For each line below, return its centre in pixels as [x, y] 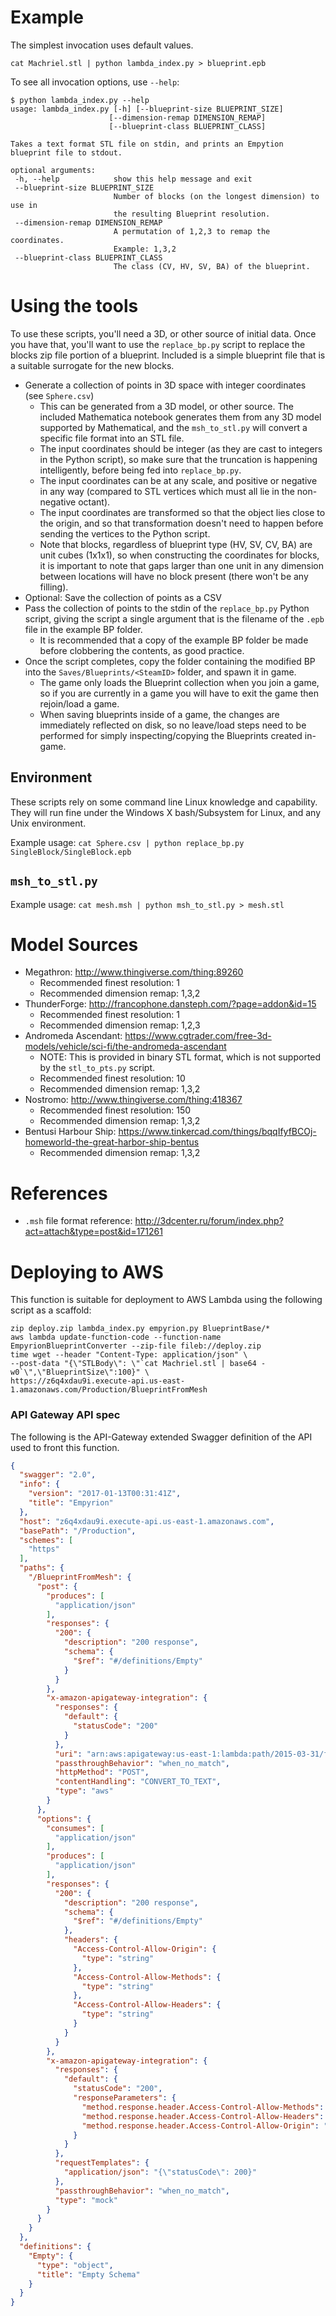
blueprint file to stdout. [66, 152]
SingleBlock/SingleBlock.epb [71, 852]
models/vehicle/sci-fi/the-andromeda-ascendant [125, 1047]
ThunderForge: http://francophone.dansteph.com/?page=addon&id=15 [170, 1004]
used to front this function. [65, 1447]
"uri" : [68, 1754]
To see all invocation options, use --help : [95, 82]
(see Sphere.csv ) [59, 395]
